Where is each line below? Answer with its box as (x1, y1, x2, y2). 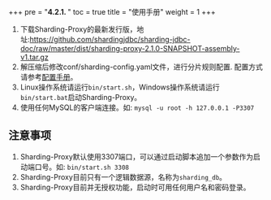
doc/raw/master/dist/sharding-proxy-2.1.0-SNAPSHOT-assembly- (19, 44, 240, 53)
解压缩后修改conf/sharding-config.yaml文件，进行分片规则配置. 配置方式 (19, 62, 264, 72)
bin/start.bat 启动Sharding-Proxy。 (19, 93, 142, 102)
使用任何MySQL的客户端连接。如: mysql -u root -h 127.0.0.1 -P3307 (19, 102, 255, 112)
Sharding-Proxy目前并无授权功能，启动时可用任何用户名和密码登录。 (19, 182, 251, 192)
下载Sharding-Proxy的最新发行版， (19, 24, 137, 34)
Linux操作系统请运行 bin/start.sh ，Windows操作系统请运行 (19, 82, 221, 92)
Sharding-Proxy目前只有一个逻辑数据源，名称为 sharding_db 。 (19, 172, 227, 181)
